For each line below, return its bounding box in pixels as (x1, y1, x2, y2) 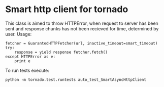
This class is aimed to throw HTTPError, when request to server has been (5, 20, 158, 26)
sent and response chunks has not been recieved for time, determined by (5, 25, 159, 31)
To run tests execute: (5, 67, 50, 73)
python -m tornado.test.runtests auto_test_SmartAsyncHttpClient (5, 77, 146, 82)
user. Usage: (5, 31, 32, 37)
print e (14, 58, 30, 64)
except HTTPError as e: (5, 54, 56, 59)
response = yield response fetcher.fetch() (14, 50, 108, 55)
